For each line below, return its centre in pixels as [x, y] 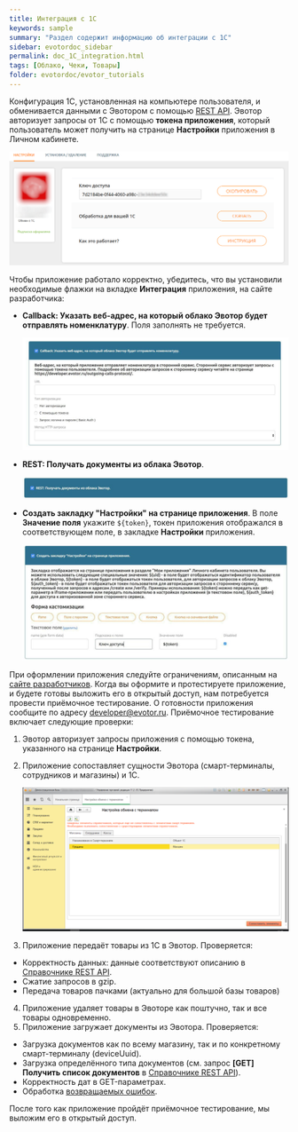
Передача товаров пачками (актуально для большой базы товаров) [151, 991]
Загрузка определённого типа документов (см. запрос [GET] [138, 1063]
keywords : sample [41, 28]
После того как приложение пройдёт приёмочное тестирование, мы [140, 1108]
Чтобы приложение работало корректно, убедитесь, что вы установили [145, 280]
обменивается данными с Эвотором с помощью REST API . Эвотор [136, 110]
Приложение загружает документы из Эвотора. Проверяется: [140, 1026]
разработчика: [37, 298]
